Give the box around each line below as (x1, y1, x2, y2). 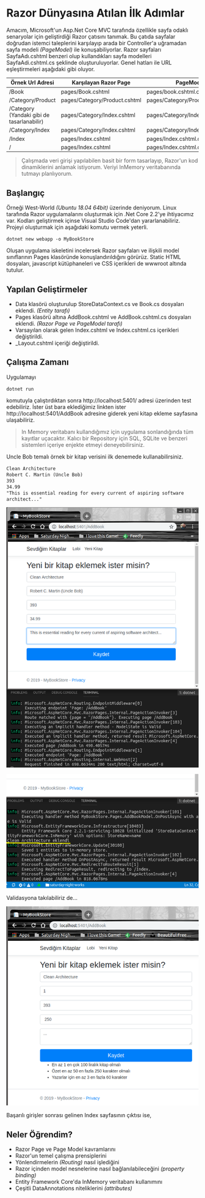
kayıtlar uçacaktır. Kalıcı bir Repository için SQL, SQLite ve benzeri (21, 435, 188, 442)
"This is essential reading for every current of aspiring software (6, 490, 184, 496)
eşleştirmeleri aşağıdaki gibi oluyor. (6, 65, 95, 73)
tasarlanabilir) (9, 118, 44, 125)
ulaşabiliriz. (6, 416, 35, 424)
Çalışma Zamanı (6, 357, 69, 367)
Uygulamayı (6, 373, 37, 381)
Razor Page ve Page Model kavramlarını (15, 1145, 116, 1153)
